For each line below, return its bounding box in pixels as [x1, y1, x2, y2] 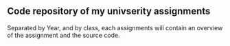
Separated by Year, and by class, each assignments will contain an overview [7, 23, 223, 32]
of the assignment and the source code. [7, 31, 120, 39]
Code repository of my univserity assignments [7, 5, 211, 17]
